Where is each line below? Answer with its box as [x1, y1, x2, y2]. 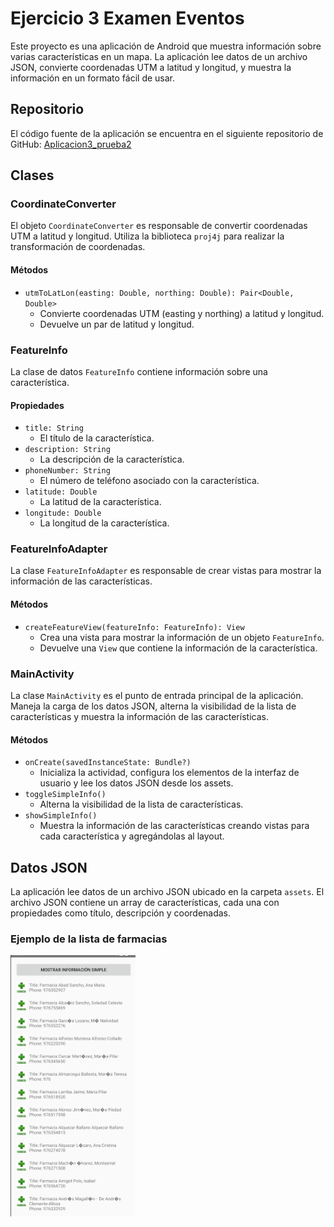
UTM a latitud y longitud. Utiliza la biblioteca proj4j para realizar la [10, 230, 285, 242]
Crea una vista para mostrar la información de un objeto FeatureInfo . [39, 631, 325, 643]
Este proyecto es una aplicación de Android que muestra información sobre [10, 40, 322, 52]
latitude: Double [24, 487, 98, 497]
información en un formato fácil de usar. [10, 72, 176, 84]
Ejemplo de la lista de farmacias [10, 932, 168, 946]
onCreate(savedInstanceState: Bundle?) [24, 758, 192, 768]
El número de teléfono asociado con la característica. [39, 475, 260, 487]
